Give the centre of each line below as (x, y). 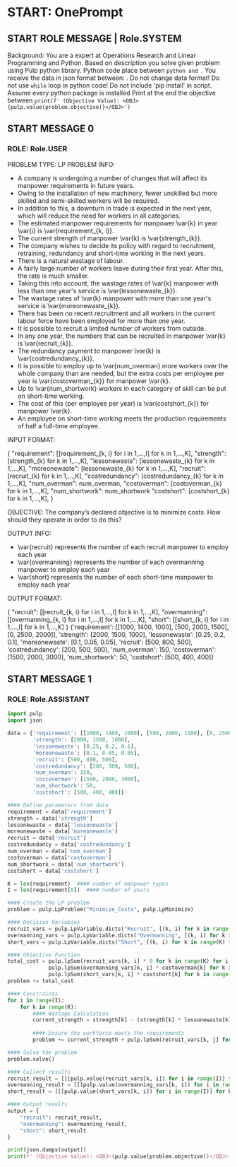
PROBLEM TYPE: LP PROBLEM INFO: (61, 164)
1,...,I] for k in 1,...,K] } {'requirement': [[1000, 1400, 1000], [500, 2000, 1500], (118, 627)
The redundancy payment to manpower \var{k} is (89, 351)
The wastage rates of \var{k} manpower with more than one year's (114, 298)
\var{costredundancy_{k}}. (56, 358)
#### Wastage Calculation (71, 1014)
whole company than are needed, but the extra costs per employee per (121, 373)
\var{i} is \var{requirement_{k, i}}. (66, 230)
